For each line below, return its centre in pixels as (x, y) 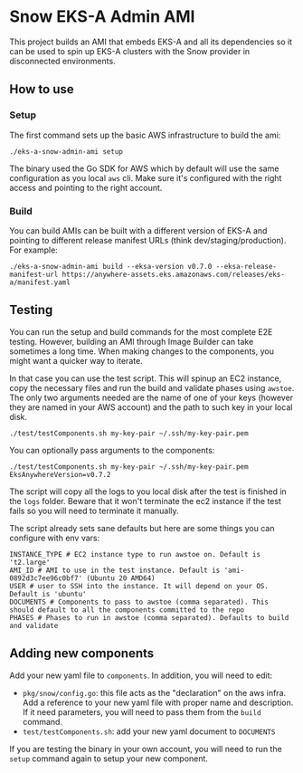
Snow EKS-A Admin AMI (102, 17)
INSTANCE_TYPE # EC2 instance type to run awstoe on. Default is (135, 554)
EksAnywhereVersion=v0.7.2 (60, 474)
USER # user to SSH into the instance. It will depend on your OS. (139, 586)
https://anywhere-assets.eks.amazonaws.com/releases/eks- (173, 274)
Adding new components (82, 654)
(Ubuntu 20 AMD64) (121, 578)
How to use (42, 89)
